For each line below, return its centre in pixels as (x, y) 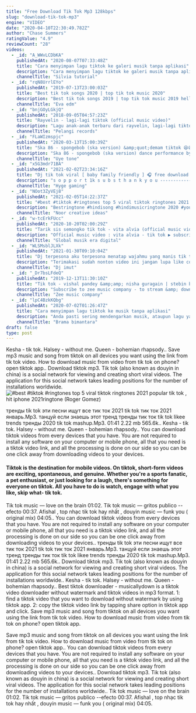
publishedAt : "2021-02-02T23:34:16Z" (62, 170)
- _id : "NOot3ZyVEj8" (38, 191)
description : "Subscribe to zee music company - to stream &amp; (98, 289)
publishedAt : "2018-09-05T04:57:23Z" (62, 115)
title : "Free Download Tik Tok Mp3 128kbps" (61, 11)
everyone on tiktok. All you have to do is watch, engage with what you (92, 486)
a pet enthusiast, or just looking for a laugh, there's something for (87, 480)
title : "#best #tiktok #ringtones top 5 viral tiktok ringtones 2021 (103, 202)
